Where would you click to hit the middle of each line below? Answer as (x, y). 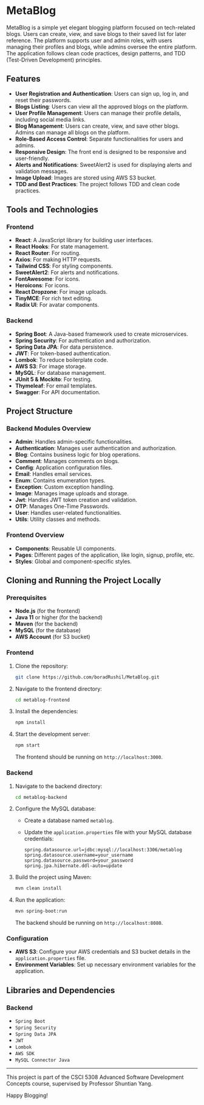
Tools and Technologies (53, 210)
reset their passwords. (43, 100)
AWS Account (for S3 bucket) (53, 637)
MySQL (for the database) (48, 630)
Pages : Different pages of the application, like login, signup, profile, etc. (105, 555)
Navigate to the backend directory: (59, 786)
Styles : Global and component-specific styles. (73, 561)
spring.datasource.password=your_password (79, 861)
